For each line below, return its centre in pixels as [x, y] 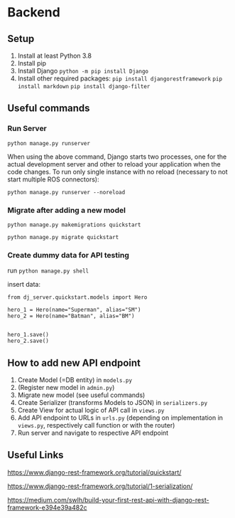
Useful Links [35, 455]
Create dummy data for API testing [68, 255]
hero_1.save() [28, 335]
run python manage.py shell [48, 270]
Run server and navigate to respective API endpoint [93, 433]
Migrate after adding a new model [67, 210]
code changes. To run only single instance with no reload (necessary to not [118, 171]
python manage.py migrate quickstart [63, 237]
